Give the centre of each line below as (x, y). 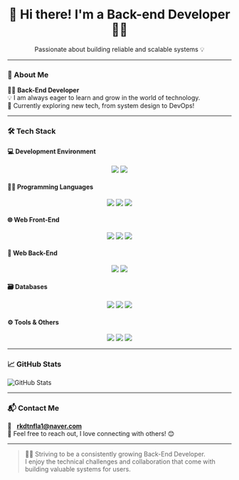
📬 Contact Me (33, 408)
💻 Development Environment (52, 151)
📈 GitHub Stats (34, 364)
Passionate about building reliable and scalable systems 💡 (119, 49)
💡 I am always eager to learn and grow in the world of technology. (104, 98)
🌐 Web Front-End (33, 220)
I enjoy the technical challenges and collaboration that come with (120, 462)
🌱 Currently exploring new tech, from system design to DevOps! (101, 106)
